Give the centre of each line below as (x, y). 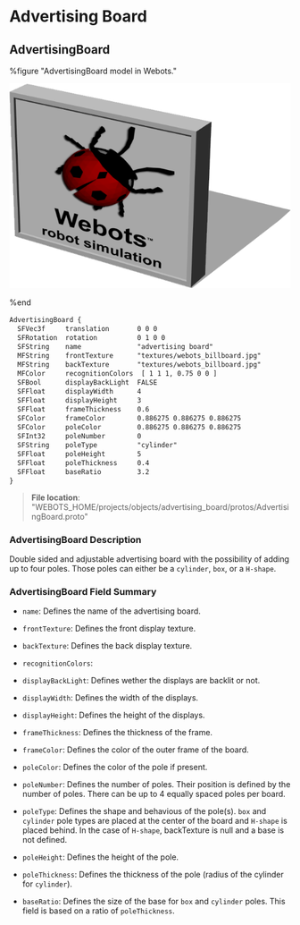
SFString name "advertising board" (116, 346)
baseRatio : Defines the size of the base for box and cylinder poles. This (154, 902)
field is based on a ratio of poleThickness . (99, 911)
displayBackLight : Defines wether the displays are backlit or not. (141, 681)
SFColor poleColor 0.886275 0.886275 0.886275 (129, 427)
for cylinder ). (47, 884)
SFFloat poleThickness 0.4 (83, 462)
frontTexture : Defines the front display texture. (109, 629)
